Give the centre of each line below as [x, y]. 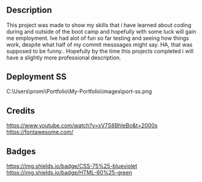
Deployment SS [36, 77]
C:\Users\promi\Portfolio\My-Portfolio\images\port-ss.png [79, 91]
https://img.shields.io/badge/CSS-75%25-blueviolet [72, 166]
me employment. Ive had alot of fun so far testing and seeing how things [98, 38]
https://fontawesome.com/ [40, 132]
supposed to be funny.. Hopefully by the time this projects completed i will [100, 51]
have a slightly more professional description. [64, 58]
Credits [21, 111]
